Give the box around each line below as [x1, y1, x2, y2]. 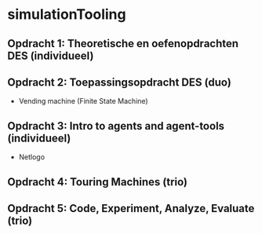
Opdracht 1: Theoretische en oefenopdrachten [7, 37, 239, 50]
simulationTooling [7, 5, 126, 24]
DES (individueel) [7, 49, 94, 62]
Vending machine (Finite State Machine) [18, 97, 148, 106]
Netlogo [18, 152, 45, 162]
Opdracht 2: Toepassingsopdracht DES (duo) [7, 75, 232, 89]
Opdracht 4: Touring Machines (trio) [7, 175, 188, 188]
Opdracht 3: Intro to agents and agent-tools [7, 119, 225, 133]
